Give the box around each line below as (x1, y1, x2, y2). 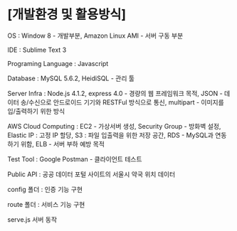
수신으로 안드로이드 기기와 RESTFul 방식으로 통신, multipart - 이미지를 (28, 97, 224, 107)
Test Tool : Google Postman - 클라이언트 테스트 (7, 154, 142, 163)
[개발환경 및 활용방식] (7, 6, 127, 23)
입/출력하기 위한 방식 (7, 107, 65, 115)
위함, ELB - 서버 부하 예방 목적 (20, 139, 105, 148)
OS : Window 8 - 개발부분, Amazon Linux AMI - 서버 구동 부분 (7, 31, 184, 40)
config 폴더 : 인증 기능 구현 (7, 185, 83, 193)
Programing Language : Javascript (7, 59, 109, 68)
